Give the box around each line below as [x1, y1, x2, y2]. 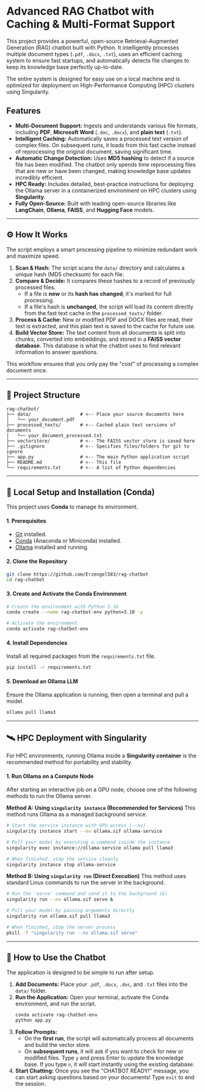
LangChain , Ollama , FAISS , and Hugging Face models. [15, 206, 154, 213]
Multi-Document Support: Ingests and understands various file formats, [15, 122, 198, 129]
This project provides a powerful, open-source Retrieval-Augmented [6, 37, 179, 45]
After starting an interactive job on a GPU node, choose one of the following [6, 786, 197, 793]
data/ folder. [15, 987, 47, 994]
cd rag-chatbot [6, 577, 45, 583]
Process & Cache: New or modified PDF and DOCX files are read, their [15, 316, 193, 323]
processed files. [15, 284, 56, 291]
